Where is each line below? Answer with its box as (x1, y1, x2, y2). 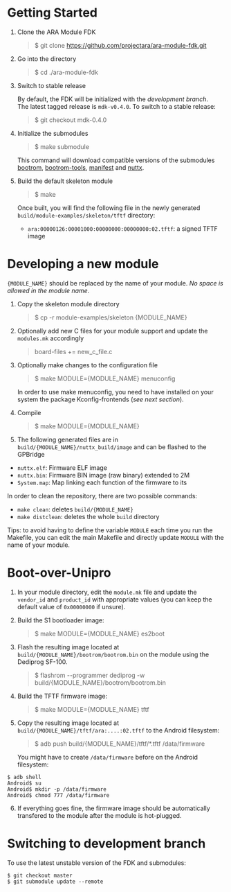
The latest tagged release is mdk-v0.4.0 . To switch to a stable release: (17, 102, 216, 110)
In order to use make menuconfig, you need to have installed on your (17, 387, 214, 396)
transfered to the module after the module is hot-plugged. (17, 811, 182, 819)
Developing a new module (7, 256, 159, 272)
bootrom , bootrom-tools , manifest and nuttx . (17, 163, 145, 171)
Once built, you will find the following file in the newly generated (17, 203, 201, 212)
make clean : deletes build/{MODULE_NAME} (17, 505, 133, 514)
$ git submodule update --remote (7, 878, 104, 885)
